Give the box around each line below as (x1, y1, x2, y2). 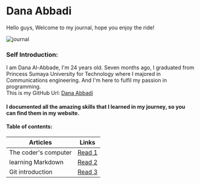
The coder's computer (9, 148, 72, 157)
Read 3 (77, 168, 98, 176)
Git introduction (9, 168, 53, 176)
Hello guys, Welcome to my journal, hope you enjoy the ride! (6, 24, 155, 31)
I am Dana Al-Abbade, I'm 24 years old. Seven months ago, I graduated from (6, 64, 195, 71)
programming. (6, 83, 41, 90)
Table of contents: (6, 123, 53, 130)
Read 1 (77, 148, 98, 157)
